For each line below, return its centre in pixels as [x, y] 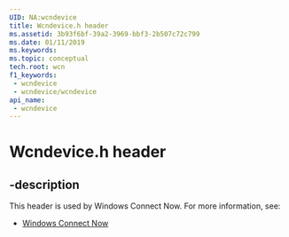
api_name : [27, 100]
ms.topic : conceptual [49, 59]
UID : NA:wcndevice [43, 17]
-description [44, 184]
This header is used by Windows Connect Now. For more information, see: [145, 206]
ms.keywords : [33, 51]
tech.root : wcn [37, 67]
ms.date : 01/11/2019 [47, 42]
